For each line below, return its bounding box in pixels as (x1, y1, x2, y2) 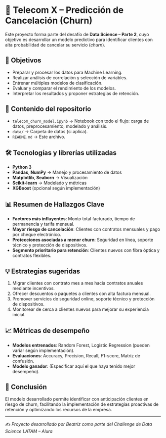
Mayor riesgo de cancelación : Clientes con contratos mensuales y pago (12, 226, 161, 232)
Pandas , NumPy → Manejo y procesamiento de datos (12, 169, 122, 175)
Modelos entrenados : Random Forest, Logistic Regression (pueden (12, 342, 150, 348)
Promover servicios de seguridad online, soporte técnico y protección (12, 296, 155, 301)
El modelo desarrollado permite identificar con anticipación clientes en (5, 396, 149, 402)
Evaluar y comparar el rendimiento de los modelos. (12, 85, 116, 91)
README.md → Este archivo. (12, 134, 66, 140)
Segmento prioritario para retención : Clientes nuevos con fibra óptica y (12, 247, 160, 253)
